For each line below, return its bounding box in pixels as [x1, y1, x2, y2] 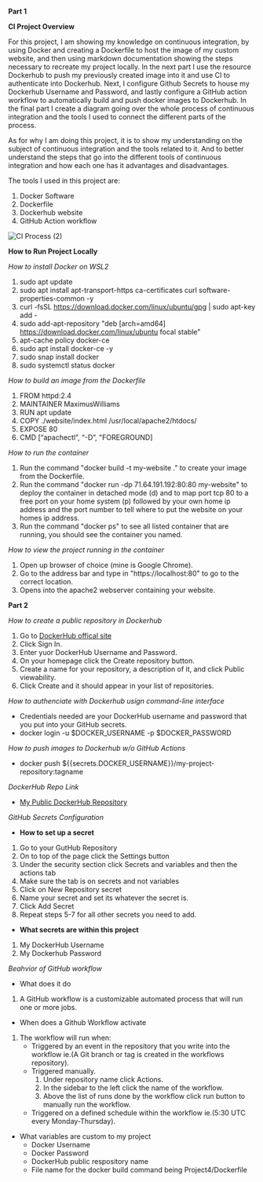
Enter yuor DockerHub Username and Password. [19, 648, 178, 657]
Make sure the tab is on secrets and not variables [19, 876, 180, 886]
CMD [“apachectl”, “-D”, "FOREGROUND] [19, 433, 153, 442]
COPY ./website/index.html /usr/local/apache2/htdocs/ [19, 416, 198, 425]
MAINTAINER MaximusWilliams [19, 400, 120, 408]
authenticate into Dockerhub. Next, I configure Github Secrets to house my [8, 79, 250, 88]
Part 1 [8, 7, 27, 16]
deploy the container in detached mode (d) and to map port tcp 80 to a [19, 489, 249, 497]
